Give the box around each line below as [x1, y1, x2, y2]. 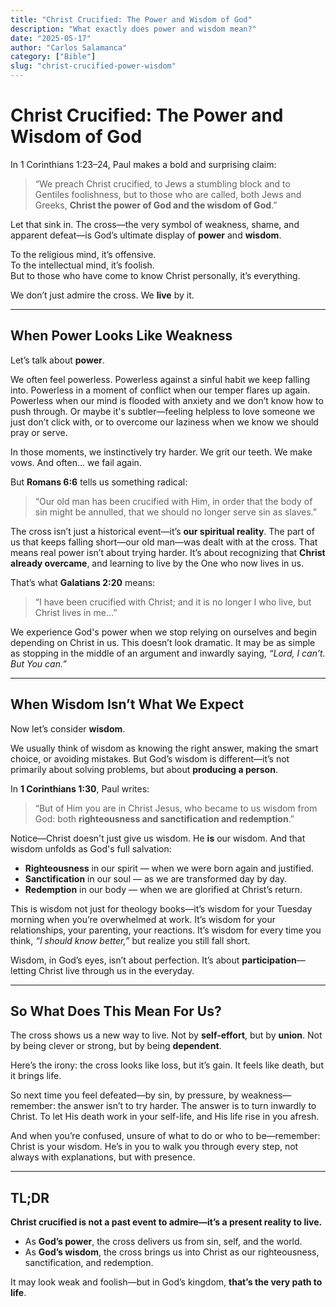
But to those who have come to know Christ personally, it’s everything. [10, 269, 301, 281]
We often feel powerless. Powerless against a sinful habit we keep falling [10, 373, 311, 385]
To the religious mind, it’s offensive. [10, 248, 157, 260]
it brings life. [10, 1070, 62, 1082]
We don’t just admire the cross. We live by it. [10, 289, 195, 301]
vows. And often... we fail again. [10, 456, 142, 468]
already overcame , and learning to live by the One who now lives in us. [10, 557, 304, 569]
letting [10, 964, 37, 976]
